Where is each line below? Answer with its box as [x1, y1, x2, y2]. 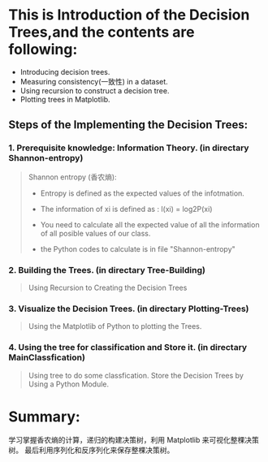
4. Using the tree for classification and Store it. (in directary [8, 342, 248, 353]
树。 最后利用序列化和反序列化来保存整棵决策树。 [8, 445, 175, 456]
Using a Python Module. [28, 379, 110, 389]
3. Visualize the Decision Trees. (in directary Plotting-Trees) [8, 303, 249, 314]
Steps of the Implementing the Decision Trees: [8, 118, 249, 132]
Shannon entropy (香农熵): [28, 172, 117, 182]
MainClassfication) [8, 352, 85, 363]
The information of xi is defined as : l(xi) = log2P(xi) [40, 204, 213, 214]
